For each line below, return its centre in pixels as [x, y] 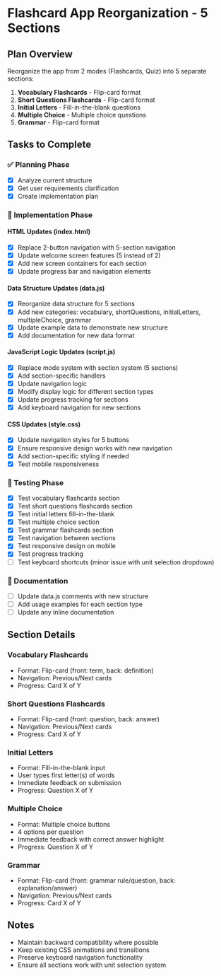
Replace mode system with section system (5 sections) [98, 367]
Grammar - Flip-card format [59, 122]
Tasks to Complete [49, 145]
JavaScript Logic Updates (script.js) [61, 352]
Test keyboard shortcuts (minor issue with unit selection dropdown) [116, 562]
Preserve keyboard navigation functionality [80, 957]
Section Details [41, 635]
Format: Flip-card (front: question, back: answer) [89, 719]
